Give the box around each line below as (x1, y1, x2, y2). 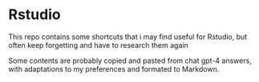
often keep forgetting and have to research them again (8, 40, 188, 49)
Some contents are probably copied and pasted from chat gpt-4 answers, (8, 56, 253, 65)
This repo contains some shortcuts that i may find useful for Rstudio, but (8, 32, 248, 41)
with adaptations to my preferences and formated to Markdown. (8, 64, 220, 73)
